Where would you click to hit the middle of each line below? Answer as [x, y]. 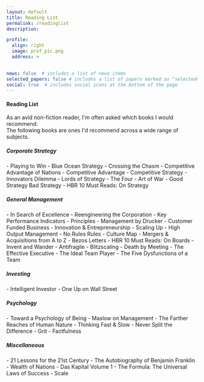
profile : [17, 40]
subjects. [18, 137]
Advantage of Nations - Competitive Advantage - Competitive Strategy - [97, 172]
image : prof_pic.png [38, 51]
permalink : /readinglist [38, 23]
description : [23, 29]
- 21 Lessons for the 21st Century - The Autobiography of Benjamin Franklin [101, 360]
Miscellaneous [25, 345]
